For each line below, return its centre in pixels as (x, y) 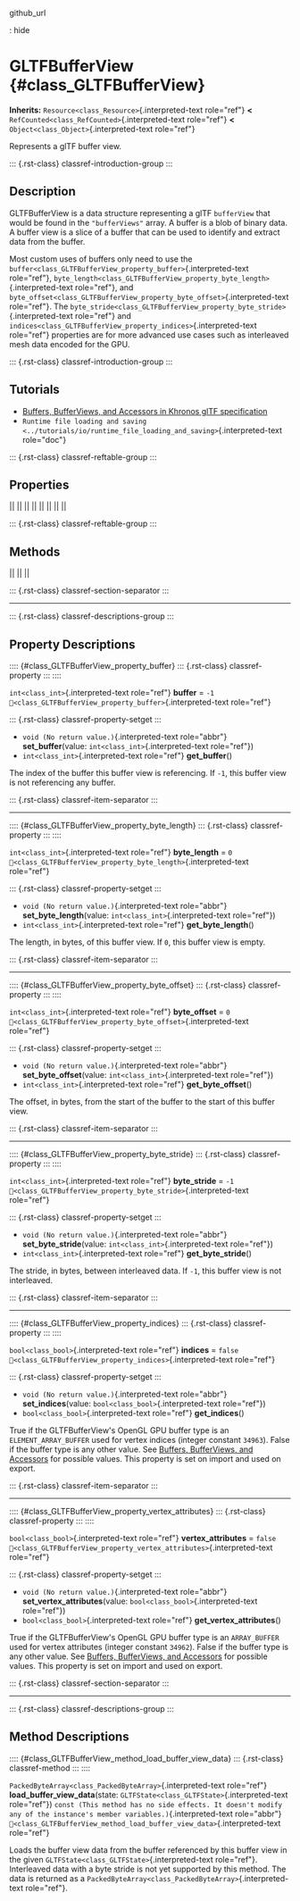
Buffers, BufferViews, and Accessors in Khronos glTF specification (145, 411)
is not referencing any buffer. (62, 782)
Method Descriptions (69, 1737)
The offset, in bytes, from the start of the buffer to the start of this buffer (142, 1101)
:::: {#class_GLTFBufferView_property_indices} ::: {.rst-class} (121, 1323)
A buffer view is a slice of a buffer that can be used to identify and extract (145, 232)
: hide (20, 30)
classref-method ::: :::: (50, 1768)
